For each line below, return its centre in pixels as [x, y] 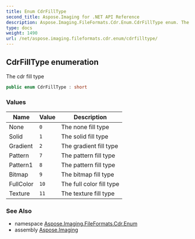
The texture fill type [88, 193]
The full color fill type [90, 183]
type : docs [19, 28]
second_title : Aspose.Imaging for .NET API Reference [73, 17]
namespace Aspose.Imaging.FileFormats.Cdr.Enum [76, 224]
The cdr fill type [25, 76]
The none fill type [85, 127]
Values [16, 102]
